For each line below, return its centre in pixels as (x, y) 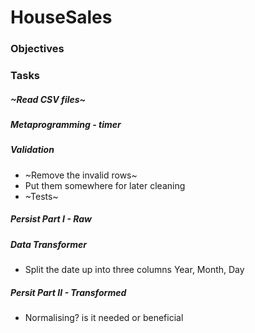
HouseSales (61, 17)
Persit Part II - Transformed (68, 292)
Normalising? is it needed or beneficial (104, 318)
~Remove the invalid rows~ (81, 175)
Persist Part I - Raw (51, 219)
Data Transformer (48, 244)
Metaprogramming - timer (66, 124)
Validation (32, 150)
